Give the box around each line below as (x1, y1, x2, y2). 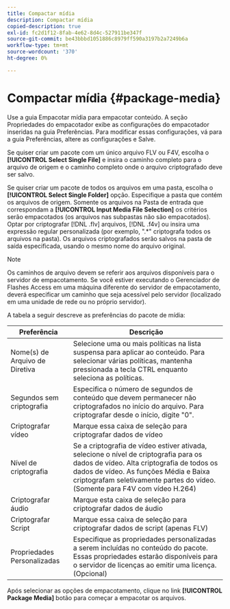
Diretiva (10, 365, 36, 374)
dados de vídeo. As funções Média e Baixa (73, 466, 210, 476)
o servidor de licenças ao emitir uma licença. (73, 560, 217, 570)
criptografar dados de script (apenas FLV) (73, 523, 209, 533)
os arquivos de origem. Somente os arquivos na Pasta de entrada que (7, 198, 204, 206)
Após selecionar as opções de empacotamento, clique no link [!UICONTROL (7, 586, 222, 595)
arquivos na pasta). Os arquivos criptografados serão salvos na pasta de (7, 234, 212, 242)
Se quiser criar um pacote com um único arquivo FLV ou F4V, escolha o (7, 148, 209, 157)
